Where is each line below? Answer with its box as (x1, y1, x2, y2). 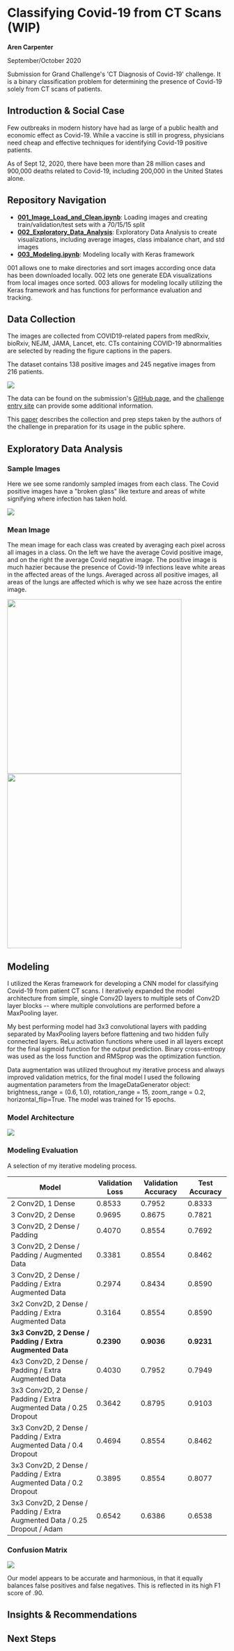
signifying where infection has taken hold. (7, 494, 127, 503)
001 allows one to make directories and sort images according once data (7, 263, 216, 272)
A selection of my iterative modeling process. (7, 1161, 137, 1170)
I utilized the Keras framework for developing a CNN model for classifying (7, 979, 219, 988)
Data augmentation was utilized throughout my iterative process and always (7, 1066, 225, 1074)
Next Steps (7, 1632, 56, 1645)
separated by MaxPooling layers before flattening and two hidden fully (7, 1030, 209, 1038)
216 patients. (7, 368, 44, 376)
